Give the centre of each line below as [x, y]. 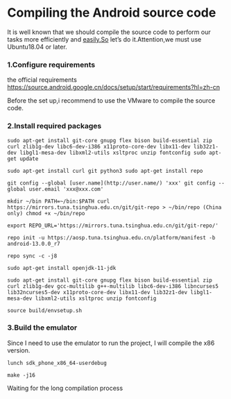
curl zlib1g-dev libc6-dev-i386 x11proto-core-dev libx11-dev [99, 146]
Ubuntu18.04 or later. [37, 46]
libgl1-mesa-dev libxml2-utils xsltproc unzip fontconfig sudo [113, 153]
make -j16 [22, 375]
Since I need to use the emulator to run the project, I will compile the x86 [111, 343]
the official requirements [42, 80]
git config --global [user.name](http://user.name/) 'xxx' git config [111, 183]
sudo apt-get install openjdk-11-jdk [62, 268]
